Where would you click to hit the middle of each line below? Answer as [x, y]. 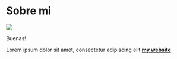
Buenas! [16, 38]
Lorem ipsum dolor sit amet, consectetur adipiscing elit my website [88, 50]
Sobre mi [29, 11]
